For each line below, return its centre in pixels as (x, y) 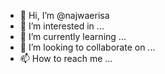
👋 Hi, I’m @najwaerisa (64, 15)
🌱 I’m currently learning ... (73, 36)
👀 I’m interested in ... (62, 26)
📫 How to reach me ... (66, 58)
